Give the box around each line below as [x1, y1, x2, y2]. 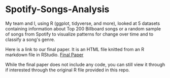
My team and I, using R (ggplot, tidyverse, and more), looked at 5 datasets [5, 20, 160, 26]
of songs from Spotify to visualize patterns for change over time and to [5, 31, 154, 37]
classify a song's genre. [5, 36, 55, 43]
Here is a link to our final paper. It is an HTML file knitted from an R [5, 46, 145, 52]
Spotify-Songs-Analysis [5, 4, 110, 15]
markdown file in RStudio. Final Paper [5, 52, 84, 58]
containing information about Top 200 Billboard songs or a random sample [5, 25, 161, 31]
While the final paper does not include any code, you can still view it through [5, 61, 165, 67]
